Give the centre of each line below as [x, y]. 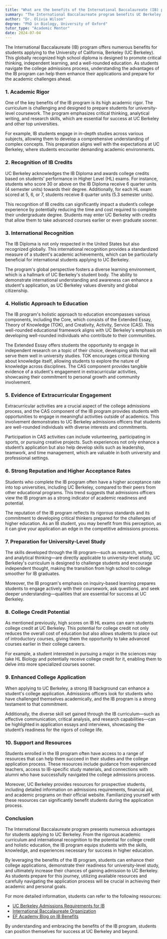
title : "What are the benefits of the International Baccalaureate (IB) [82, 10]
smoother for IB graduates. [33, 573]
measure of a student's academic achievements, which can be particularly [82, 254]
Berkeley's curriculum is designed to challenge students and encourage [79, 563]
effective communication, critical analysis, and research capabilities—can [81, 719]
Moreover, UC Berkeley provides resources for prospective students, [76, 784]
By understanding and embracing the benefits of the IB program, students [81, 926]
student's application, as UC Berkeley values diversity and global [72, 285]
